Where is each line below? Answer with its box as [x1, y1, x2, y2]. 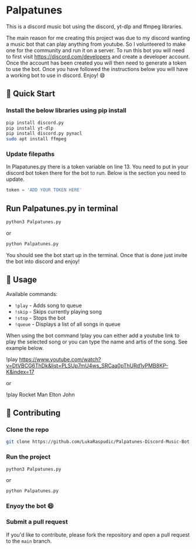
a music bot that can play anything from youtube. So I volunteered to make [6, 41, 186, 48]
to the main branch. [6, 537, 52, 544]
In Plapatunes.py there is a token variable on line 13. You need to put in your [6, 163, 189, 170]
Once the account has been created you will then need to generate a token [6, 59, 187, 66]
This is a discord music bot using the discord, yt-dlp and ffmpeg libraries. [6, 23, 183, 30]
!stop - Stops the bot [14, 314, 66, 321]
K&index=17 [6, 368, 35, 375]
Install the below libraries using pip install [6, 106, 127, 114]
